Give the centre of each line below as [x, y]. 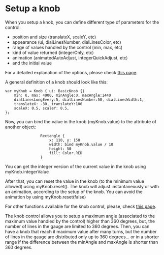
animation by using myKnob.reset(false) [46, 197]
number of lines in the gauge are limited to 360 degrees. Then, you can [77, 226]
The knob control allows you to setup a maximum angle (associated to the [80, 216]
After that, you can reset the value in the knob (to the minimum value [75, 181]
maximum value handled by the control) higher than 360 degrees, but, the [80, 221]
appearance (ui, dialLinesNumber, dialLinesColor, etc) [67, 42]
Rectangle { [52, 136]
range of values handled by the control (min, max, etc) [67, 47]
